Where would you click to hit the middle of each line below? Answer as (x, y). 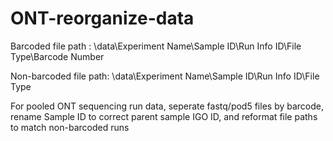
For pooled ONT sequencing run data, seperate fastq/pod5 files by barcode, (167, 106)
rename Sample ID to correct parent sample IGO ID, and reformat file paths (164, 116)
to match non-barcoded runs (70, 127)
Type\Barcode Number (57, 56)
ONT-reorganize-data (102, 18)
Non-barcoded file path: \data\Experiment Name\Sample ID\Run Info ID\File (165, 76)
